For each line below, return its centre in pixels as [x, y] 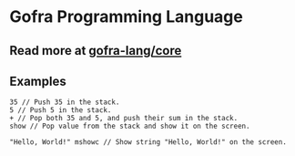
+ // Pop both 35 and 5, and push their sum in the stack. [124, 119]
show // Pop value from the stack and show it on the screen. [130, 126]
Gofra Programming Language [126, 17]
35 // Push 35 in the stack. [65, 102]
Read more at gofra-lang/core [96, 51]
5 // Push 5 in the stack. [61, 110]
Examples [38, 81]
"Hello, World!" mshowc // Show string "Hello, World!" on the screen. [148, 142]
